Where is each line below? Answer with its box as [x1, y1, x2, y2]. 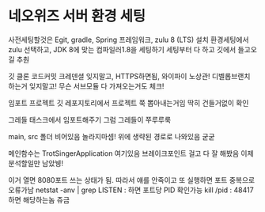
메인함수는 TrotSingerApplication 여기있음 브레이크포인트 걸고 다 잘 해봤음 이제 [8, 148, 255, 158]
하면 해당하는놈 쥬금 [8, 195, 70, 204]
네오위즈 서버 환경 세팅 [8, 7, 146, 25]
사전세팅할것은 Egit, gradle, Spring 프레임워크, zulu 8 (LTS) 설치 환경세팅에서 [8, 35, 249, 44]
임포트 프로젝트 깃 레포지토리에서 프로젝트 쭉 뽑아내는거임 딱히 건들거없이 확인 [8, 98, 249, 108]
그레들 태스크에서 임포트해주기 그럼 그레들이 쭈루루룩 [8, 115, 172, 124]
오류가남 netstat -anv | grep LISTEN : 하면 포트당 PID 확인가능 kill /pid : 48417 [8, 185, 255, 195]
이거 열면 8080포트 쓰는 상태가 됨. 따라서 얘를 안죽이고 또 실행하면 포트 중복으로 [8, 175, 256, 184]
